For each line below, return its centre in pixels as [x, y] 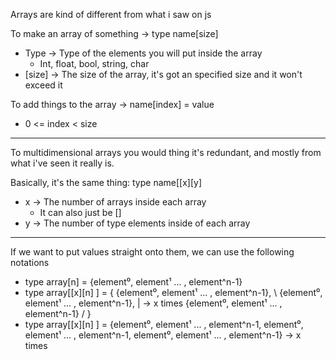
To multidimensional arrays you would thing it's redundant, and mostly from [166, 152]
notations [30, 262]
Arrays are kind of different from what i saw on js [111, 14]
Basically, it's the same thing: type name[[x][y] [106, 182]
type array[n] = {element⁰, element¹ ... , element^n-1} [133, 282]
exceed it [43, 85]
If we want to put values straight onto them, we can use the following [152, 252]
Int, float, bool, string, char [94, 63]
